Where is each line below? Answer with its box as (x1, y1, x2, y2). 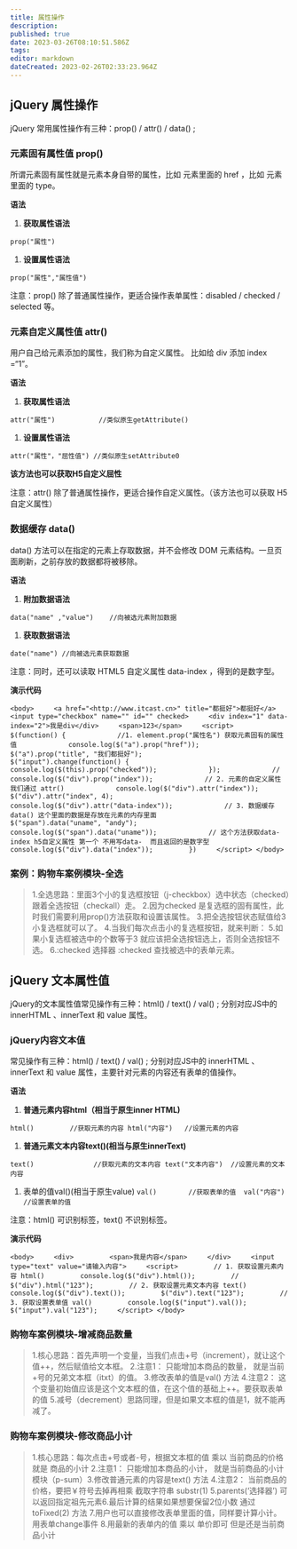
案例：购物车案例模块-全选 (10, 867, 123, 879)
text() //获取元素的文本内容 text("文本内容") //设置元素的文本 (10, 1160, 285, 1169)
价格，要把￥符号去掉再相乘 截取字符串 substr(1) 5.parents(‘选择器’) (31, 1485, 278, 1496)
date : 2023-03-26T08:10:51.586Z (10, 37, 129, 47)
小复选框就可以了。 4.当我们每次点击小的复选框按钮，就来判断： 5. (31, 922, 276, 933)
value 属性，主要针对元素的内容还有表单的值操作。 (55, 1067, 242, 1077)
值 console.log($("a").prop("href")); (10, 740, 200, 749)
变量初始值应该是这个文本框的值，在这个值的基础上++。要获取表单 (39, 1383, 284, 1394)
